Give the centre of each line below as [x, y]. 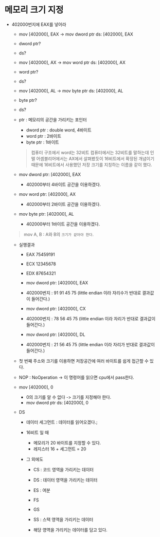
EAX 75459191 [41, 254]
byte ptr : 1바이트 [43, 142]
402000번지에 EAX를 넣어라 [39, 24]
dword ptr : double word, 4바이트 [59, 130]
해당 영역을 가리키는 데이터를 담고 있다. [70, 530]
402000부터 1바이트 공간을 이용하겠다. [63, 224]
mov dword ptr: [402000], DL [56, 334]
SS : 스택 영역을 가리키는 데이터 [63, 519]
